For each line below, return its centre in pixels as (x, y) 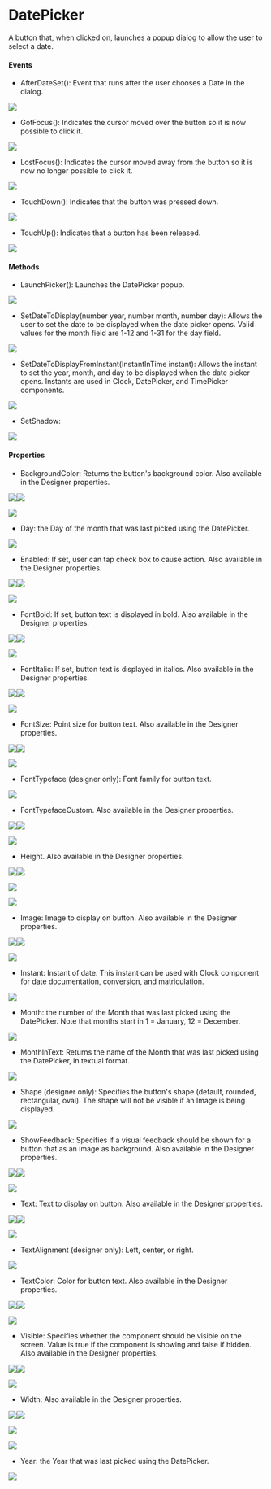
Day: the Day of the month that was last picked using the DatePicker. (135, 528)
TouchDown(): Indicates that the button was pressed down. (119, 202)
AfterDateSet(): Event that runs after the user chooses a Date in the (132, 83)
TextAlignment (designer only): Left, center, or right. (107, 1250)
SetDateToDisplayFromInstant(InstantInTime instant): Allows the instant (139, 365)
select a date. (31, 46)
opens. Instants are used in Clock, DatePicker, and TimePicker (124, 382)
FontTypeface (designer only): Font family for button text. (116, 779)
